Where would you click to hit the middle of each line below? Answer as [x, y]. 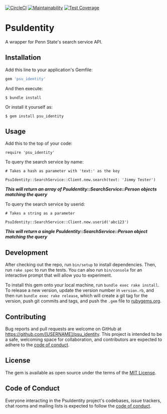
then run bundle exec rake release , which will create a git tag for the [76, 296]
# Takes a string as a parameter [40, 214]
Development [27, 252]
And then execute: [24, 88]
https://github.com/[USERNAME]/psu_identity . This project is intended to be [83, 334]
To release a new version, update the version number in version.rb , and [80, 290]
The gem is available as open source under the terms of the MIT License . [81, 372]
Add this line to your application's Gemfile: [49, 70]
